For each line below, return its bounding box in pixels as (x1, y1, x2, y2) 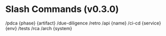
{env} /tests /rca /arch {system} (5, 25, 73, 31)
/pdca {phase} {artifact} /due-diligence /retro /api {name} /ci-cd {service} (5, 20, 161, 26)
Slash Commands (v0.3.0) (5, 3, 119, 15)
